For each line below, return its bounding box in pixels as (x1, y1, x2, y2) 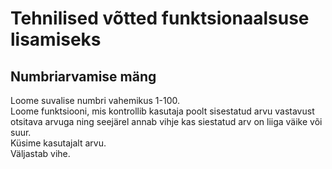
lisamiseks (10, 28, 102, 51)
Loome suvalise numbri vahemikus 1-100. (10, 95, 181, 106)
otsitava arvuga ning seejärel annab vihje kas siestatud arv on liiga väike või (10, 116, 323, 127)
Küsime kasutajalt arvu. (10, 137, 107, 149)
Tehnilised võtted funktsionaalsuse (10, 7, 310, 30)
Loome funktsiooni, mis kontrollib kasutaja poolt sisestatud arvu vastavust (10, 105, 315, 117)
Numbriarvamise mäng (10, 68, 157, 85)
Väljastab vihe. (10, 148, 71, 159)
